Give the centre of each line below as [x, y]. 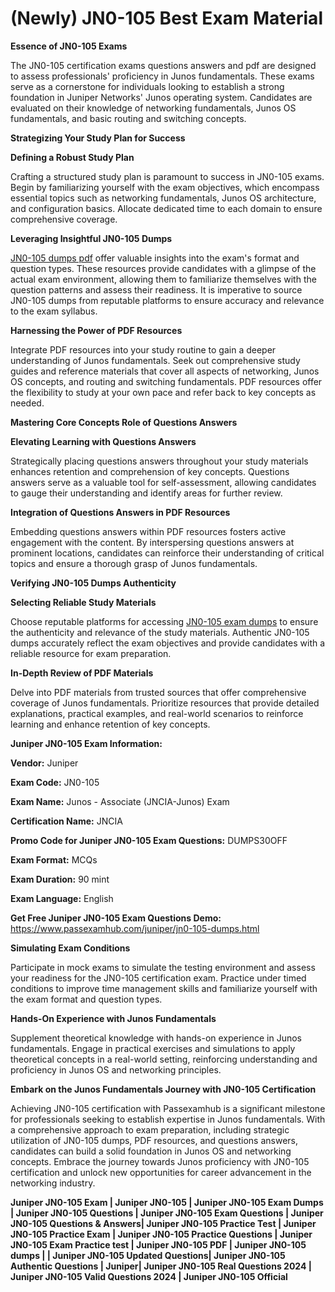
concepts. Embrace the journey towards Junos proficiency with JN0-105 [160, 1161]
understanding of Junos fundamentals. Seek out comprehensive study [155, 360]
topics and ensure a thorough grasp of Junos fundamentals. [134, 563]
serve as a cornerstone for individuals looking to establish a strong [147, 86]
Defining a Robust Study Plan [72, 157]
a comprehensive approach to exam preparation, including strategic [150, 1129]
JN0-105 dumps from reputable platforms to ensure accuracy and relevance [167, 300]
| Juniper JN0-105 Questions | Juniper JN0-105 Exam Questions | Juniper [167, 1213]
